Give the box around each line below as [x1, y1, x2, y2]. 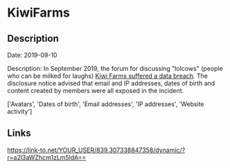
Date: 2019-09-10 [7, 51, 57, 59]
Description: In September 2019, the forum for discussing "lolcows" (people [7, 65, 223, 72]
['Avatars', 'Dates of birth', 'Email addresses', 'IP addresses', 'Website [7, 100, 204, 108]
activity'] [7, 108, 33, 115]
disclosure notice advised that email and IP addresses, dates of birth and [7, 79, 215, 87]
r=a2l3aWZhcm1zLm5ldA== [7, 153, 87, 161]
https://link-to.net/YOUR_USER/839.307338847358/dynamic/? [7, 146, 186, 154]
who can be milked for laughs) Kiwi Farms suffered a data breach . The [7, 72, 209, 80]
